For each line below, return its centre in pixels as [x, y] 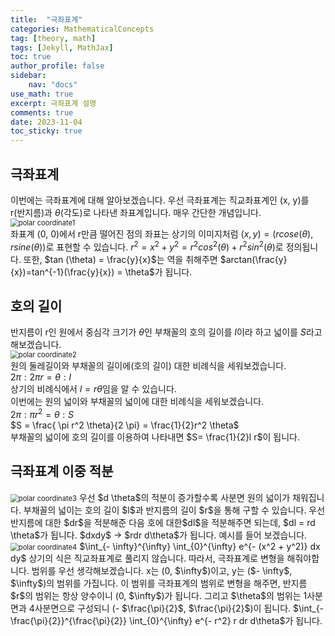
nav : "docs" [53, 85]
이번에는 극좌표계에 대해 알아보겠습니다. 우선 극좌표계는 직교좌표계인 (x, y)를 [160, 200]
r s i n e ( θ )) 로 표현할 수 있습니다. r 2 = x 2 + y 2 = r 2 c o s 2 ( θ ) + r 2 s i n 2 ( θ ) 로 [147, 246]
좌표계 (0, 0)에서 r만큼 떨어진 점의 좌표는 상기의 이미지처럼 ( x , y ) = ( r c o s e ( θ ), [162, 233]
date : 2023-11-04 [46, 122]
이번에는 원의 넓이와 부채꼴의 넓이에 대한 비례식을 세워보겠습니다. [137, 402]
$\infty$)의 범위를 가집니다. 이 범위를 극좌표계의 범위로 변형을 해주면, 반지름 [159, 583]
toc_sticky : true [46, 131]
